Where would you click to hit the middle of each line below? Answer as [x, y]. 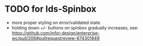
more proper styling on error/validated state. [56, 23]
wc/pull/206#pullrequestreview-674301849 [56, 38]
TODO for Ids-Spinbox [50, 9]
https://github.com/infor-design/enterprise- [56, 33]
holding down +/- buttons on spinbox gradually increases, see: [75, 27]
